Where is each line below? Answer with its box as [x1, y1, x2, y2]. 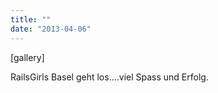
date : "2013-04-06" [10, 24, 92, 34]
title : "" [10, 14, 52, 25]
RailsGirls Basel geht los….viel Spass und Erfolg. [10, 71, 209, 83]
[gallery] [10, 51, 45, 63]
